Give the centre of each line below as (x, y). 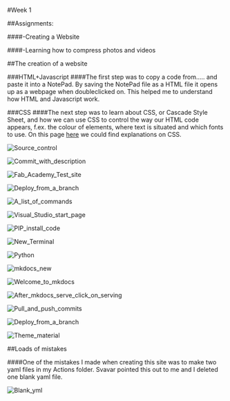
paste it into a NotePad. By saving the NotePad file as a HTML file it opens (113, 84)
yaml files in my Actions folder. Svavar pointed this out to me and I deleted (113, 370)
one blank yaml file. (35, 377)
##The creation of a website (47, 64)
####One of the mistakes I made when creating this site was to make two (112, 362)
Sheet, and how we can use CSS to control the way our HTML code (103, 120)
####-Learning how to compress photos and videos (82, 50)
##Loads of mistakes (37, 349)
